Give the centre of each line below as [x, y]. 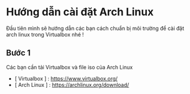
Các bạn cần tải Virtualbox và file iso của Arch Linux [69, 67]
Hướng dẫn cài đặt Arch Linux [80, 12]
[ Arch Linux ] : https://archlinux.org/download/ [72, 85]
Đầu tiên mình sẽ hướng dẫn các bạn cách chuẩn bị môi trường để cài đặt [95, 28]
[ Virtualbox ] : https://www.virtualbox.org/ [66, 78]
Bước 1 [18, 53]
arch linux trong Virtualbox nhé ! [45, 34]
